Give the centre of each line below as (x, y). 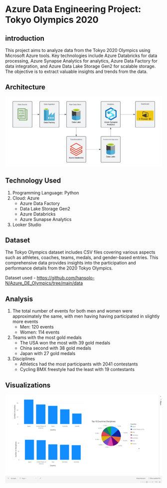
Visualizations (28, 385)
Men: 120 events (37, 327)
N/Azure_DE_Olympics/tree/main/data (44, 283)
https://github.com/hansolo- (66, 278)
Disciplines (24, 359)
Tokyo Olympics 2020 (52, 20)
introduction (25, 38)
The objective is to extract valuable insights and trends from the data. (77, 71)
